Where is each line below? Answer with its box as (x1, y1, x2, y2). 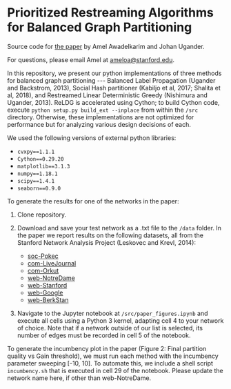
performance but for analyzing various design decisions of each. (7, 120, 192, 128)
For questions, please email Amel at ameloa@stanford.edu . (7, 55, 174, 63)
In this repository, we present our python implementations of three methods (7, 69, 222, 77)
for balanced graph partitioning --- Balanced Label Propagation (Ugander (7, 76, 216, 84)
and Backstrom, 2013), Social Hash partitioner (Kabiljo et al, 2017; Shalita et (7, 83, 221, 92)
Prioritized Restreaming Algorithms (7, 5, 214, 21)
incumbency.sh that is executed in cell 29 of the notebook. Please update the (7, 366, 223, 375)
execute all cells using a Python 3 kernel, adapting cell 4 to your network (17, 316, 224, 325)
